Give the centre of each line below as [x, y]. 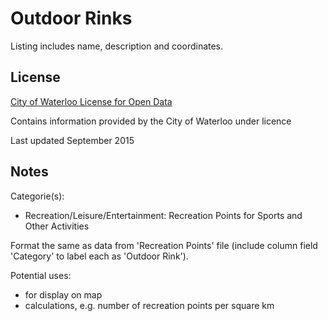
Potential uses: [41, 275]
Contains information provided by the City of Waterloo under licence [151, 121]
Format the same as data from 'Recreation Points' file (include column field [164, 245]
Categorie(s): [37, 196]
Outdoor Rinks [71, 18]
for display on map [63, 294]
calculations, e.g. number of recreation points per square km [149, 305]
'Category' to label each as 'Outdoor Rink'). [99, 256]
